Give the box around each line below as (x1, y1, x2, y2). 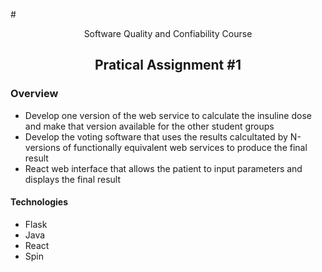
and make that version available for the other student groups (24, 120, 275, 132)
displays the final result (24, 173, 121, 185)
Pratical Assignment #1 (94, 57, 242, 74)
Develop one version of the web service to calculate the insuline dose (24, 109, 312, 121)
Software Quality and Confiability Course (83, 28, 253, 39)
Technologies (10, 196, 69, 208)
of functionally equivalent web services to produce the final (62, 141, 308, 153)
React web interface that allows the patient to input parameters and (24, 162, 303, 174)
